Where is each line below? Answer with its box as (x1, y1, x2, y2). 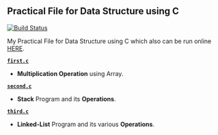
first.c (7, 58, 29, 64)
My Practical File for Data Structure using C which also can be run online (7, 37, 212, 45)
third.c (7, 108, 29, 115)
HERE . (7, 44, 25, 52)
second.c (7, 82, 32, 90)
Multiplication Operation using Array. (16, 69, 124, 77)
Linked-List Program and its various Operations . (16, 120, 155, 128)
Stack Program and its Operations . (16, 95, 116, 103)
